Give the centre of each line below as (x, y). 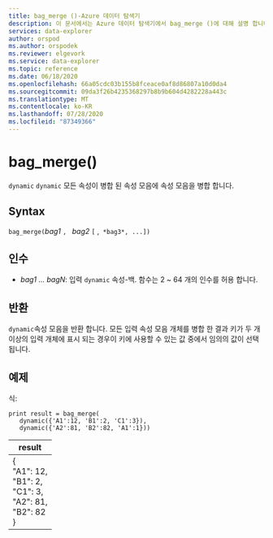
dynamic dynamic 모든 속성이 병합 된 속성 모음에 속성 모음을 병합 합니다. (121, 185)
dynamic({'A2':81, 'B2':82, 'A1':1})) (85, 428)
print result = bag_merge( (54, 414)
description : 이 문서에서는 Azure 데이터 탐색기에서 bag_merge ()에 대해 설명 (129, 24)
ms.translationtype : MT (49, 99)
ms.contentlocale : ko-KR (50, 106)
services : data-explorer (50, 31)
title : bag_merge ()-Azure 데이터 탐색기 (74, 16)
